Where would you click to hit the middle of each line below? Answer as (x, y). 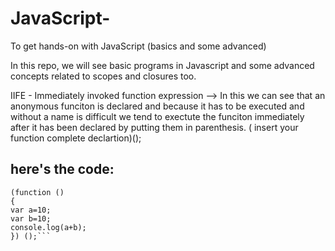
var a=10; (31, 210)
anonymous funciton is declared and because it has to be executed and (157, 106)
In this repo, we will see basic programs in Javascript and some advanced (162, 65)
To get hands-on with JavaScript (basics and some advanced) (138, 46)
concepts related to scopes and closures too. (103, 76)
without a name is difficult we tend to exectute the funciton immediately (157, 116)
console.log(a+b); (48, 227)
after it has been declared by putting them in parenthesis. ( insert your (154, 127)
